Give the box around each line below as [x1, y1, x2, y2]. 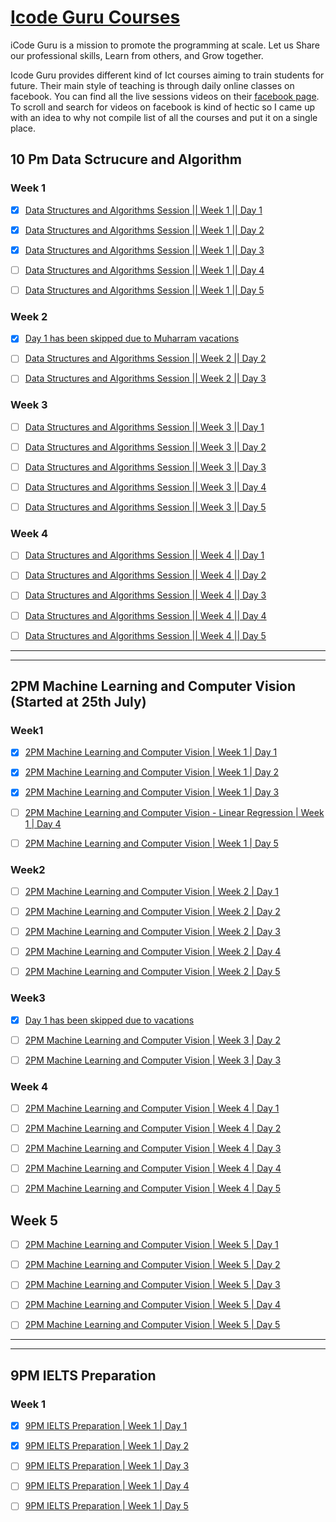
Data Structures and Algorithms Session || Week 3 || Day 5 [24, 501, 267, 513]
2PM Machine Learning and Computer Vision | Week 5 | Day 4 [24, 1299, 282, 1311]
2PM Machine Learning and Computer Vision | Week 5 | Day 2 [24, 1259, 281, 1271]
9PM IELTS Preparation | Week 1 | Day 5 [24, 1500, 189, 1512]
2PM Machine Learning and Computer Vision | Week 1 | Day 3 [24, 786, 280, 798]
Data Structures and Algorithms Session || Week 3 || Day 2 [24, 441, 267, 453]
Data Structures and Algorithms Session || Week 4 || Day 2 [24, 569, 267, 581]
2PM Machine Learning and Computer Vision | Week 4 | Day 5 [24, 1182, 282, 1195]
